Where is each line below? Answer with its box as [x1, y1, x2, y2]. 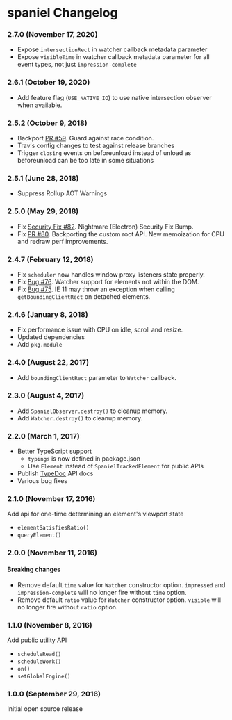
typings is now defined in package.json [27, 455, 141, 463]
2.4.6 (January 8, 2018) [7, 309, 88, 319]
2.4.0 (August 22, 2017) [7, 358, 89, 368]
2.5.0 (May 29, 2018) [7, 206, 79, 216]
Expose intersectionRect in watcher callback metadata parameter [17, 45, 208, 54]
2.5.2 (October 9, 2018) [7, 118, 88, 128]
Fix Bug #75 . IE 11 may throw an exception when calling [17, 285, 175, 293]
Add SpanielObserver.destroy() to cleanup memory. [17, 407, 168, 415]
